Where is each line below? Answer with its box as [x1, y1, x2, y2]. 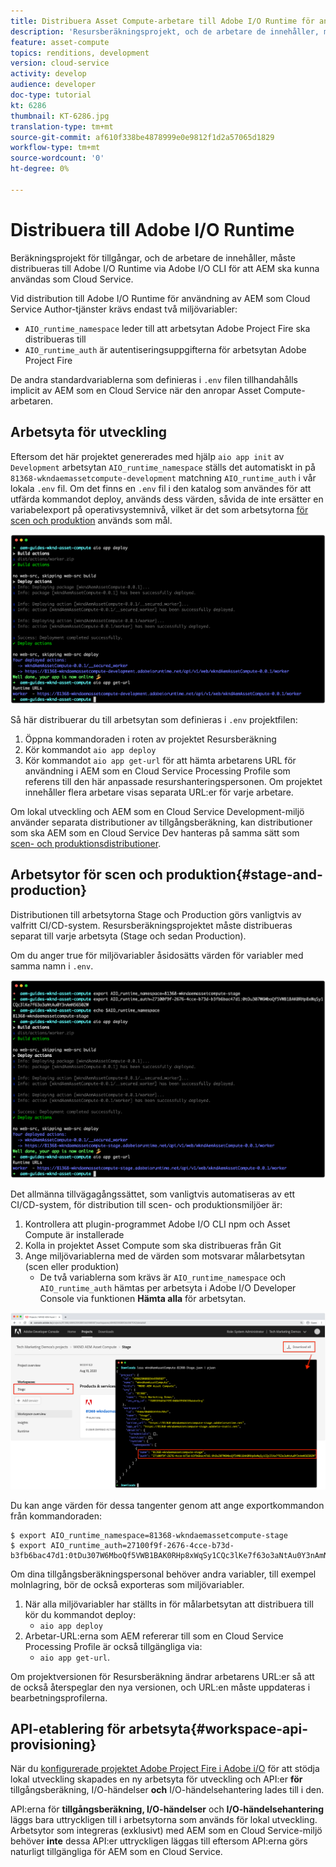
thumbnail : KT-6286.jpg [10, 111, 110, 121]
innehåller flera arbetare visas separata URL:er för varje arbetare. [24, 786, 294, 798]
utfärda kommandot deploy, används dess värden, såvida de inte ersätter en [10, 493, 324, 505]
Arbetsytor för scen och [10, 866, 163, 884]
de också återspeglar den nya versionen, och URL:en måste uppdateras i [10, 1681, 311, 1693]
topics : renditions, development [10, 48, 150, 58]
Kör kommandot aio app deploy [24, 743, 157, 755]
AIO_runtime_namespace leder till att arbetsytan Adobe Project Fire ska [24, 322, 311, 334]
